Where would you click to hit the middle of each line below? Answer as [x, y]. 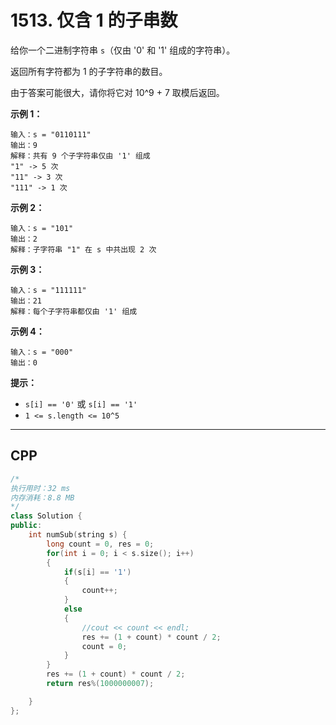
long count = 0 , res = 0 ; [100, 544]
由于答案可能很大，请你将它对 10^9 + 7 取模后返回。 [117, 92]
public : [26, 526]
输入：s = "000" [42, 352]
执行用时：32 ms [40, 488]
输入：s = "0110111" [51, 134]
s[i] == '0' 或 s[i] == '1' [81, 403]
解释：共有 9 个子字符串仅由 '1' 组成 [80, 156]
